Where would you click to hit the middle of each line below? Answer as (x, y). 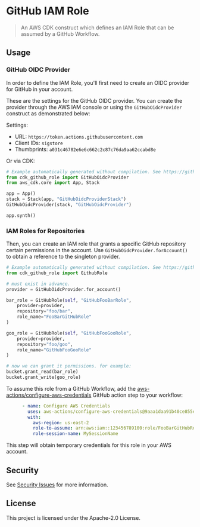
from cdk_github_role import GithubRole (57, 273)
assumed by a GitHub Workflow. (60, 33)
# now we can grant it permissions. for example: (69, 366)
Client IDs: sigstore (39, 143)
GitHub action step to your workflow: (138, 395)
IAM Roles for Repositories (46, 231)
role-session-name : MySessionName (75, 434)
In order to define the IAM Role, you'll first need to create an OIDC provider (98, 82)
